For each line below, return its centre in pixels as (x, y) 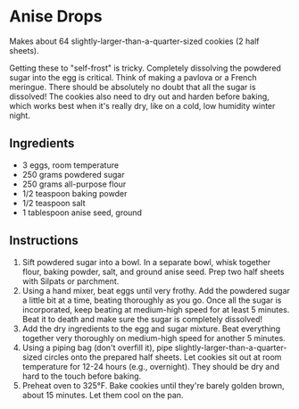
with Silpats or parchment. (71, 281)
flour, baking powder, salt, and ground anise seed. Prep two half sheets (153, 271)
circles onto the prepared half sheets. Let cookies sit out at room (163, 357)
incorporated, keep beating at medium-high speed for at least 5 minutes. (156, 309)
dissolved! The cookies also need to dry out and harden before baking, (139, 96)
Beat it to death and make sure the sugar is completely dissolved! (142, 319)
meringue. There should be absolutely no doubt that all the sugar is (133, 87)
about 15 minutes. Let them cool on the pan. (103, 395)
